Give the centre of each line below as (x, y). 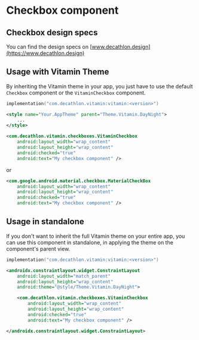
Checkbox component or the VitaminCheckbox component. (76, 93)
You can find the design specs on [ (49, 47)
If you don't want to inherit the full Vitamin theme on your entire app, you (96, 236)
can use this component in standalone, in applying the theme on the (90, 242)
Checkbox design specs (52, 33)
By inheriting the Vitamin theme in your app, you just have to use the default (99, 86)
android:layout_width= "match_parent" (64, 276)
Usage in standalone (45, 222)
